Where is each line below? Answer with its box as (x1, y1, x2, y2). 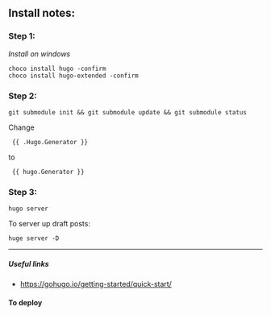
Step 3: (8, 186, 38, 197)
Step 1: (8, 31, 35, 42)
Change (8, 122, 35, 132)
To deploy (8, 297, 43, 307)
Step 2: (8, 90, 38, 102)
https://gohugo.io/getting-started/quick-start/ (19, 280, 172, 289)
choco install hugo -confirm (8, 64, 106, 73)
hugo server (8, 205, 48, 213)
